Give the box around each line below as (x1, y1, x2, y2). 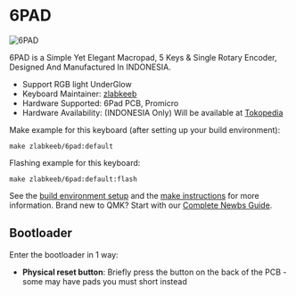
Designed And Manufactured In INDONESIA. (9, 62, 171, 72)
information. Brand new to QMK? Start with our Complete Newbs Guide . (9, 200, 273, 210)
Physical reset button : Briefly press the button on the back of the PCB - (21, 267, 287, 277)
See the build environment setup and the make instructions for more (9, 190, 260, 201)
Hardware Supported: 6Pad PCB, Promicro (21, 97, 179, 108)
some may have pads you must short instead (21, 275, 187, 286)
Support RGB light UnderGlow (21, 78, 132, 89)
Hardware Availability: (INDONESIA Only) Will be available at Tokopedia (21, 107, 284, 118)
